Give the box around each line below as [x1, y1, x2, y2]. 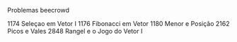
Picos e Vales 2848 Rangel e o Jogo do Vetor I [7, 27, 143, 35]
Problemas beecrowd [7, 6, 69, 14]
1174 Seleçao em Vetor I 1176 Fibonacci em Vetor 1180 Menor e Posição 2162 [7, 20, 230, 27]
